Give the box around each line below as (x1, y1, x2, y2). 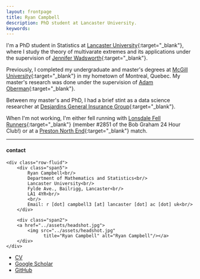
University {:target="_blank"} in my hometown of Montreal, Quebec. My (6, 72, 180, 79)
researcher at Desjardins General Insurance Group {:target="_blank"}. (6, 103, 176, 111)
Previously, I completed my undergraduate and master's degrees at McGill (6, 66, 188, 73)
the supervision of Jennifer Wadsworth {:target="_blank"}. (6, 54, 148, 62)
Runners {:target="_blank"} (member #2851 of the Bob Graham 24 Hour (6, 121, 181, 128)
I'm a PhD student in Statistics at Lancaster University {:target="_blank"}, (6, 42, 184, 49)
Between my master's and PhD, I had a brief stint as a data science (6, 97, 171, 104)
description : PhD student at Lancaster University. (6, 20, 137, 26)
